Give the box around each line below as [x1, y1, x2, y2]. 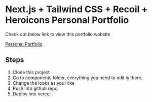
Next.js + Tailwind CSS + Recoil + [5, 4, 148, 15]
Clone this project [12, 69, 50, 75]
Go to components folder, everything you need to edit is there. [12, 75, 143, 81]
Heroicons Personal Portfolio [5, 14, 129, 26]
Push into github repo [12, 85, 58, 91]
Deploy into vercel [12, 90, 51, 97]
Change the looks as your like [12, 80, 75, 86]
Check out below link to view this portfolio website [5, 31, 110, 37]
